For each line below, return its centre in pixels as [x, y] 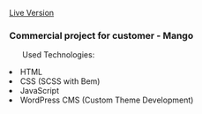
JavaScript [40, 91]
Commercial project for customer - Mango [101, 35]
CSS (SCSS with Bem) [60, 81]
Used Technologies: [58, 55]
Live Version [32, 13]
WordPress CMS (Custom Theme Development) [107, 100]
